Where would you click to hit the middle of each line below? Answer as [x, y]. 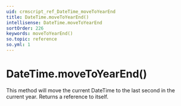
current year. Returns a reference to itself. [57, 97]
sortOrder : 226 [25, 28]
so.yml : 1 [18, 45]
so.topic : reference [32, 39]
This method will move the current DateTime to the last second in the [91, 90]
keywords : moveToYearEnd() [40, 34]
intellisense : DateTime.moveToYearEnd [54, 23]
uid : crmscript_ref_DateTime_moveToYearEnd [61, 12]
